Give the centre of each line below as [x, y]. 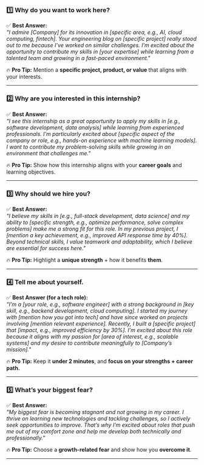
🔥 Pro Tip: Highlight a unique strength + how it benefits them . [84, 260]
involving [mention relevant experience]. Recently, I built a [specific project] [101, 324]
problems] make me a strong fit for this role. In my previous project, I [92, 229]
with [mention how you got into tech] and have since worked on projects [97, 317]
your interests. [24, 77]
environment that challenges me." [49, 153]
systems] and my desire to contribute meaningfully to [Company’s [89, 343]
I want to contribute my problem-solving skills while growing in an [89, 147]
